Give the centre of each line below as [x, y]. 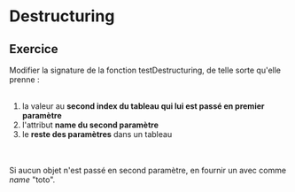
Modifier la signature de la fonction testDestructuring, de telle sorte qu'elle [145, 70]
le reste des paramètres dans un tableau [97, 134]
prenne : [24, 80]
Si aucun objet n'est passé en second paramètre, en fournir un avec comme [147, 170]
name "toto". [32, 180]
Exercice [34, 49]
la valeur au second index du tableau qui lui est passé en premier [143, 106]
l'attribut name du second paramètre [90, 125]
